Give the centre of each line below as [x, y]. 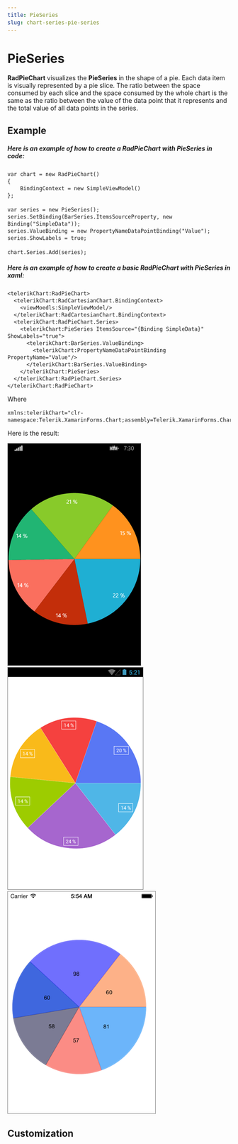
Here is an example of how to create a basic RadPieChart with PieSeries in [119, 268]
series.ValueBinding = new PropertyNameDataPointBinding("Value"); [109, 231]
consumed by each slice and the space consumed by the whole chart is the [118, 93]
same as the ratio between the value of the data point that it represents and [117, 101]
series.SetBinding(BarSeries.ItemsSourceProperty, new [90, 216]
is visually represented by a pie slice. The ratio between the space [104, 86]
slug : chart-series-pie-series [53, 22]
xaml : [16, 275]
